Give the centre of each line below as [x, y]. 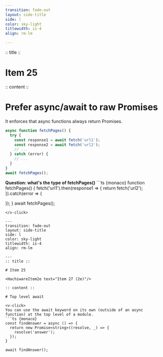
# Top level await [24, 297]
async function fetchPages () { [38, 130]
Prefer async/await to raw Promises [82, 107]
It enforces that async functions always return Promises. [64, 121]
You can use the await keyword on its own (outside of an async [74, 310]
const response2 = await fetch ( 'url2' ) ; [57, 145]
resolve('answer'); [35, 332]
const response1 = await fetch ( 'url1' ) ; [57, 140]
